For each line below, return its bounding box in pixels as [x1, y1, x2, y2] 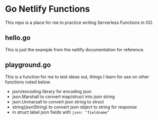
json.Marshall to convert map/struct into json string [12, 94, 115, 100]
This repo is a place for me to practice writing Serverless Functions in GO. [5, 20, 154, 25]
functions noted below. [5, 79, 51, 85]
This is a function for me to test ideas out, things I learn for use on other [5, 74, 150, 80]
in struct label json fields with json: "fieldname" [12, 109, 110, 115]
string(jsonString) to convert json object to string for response [12, 104, 138, 110]
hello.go [5, 34, 31, 42]
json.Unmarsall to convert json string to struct [12, 99, 104, 104]
